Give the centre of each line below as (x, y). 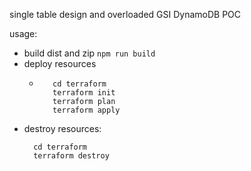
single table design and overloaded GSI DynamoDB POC (125, 14)
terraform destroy (71, 156)
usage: (23, 33)
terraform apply (86, 110)
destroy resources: (62, 128)
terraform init (84, 93)
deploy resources (60, 63)
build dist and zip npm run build (89, 53)
